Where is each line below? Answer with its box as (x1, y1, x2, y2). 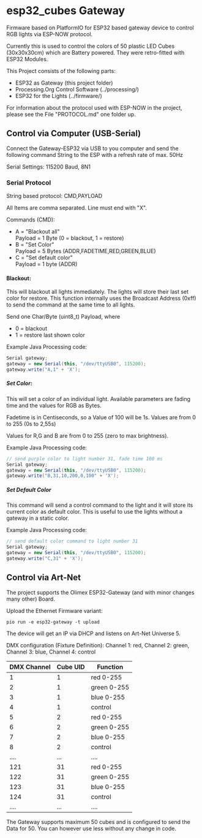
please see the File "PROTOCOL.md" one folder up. (6, 110, 136, 118)
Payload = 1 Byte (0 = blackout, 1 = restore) (15, 234, 124, 242)
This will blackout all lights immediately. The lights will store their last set (6, 288, 189, 295)
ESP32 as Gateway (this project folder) (15, 79, 113, 86)
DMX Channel (9, 663, 51, 671)
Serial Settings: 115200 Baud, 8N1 (6, 163, 91, 170)
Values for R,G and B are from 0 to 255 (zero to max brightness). (6, 432, 169, 439)
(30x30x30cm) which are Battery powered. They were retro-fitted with (6, 48, 185, 56)
